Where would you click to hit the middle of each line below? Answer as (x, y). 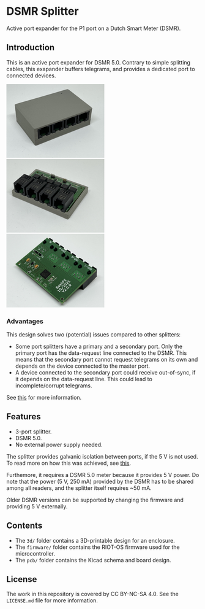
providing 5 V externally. (37, 506)
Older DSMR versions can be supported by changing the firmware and (95, 500)
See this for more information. (44, 398)
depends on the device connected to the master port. (83, 366)
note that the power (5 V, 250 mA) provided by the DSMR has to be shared (100, 481)
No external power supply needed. (59, 444)
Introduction (31, 48)
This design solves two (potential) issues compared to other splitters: (94, 335)
